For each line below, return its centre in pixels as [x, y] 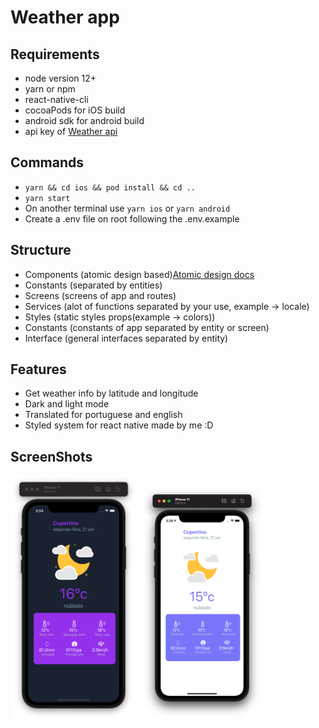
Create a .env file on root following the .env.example [132, 218]
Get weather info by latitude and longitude [111, 393]
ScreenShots [51, 456]
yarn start [47, 198]
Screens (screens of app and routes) [100, 295]
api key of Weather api [71, 131]
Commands [47, 162]
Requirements [55, 54]
